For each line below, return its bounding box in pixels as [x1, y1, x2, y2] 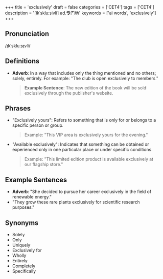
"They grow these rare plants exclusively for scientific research [12, 199, 140, 205]
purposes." [12, 204, 35, 210]
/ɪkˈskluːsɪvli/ [5, 43, 31, 49]
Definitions [5, 57, 40, 65]
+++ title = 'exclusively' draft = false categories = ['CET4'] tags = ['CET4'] [5, 4, 155, 10]
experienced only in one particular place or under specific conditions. [12, 147, 153, 153]
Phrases [5, 104, 31, 112]
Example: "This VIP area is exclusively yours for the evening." [24, 132, 148, 138]
